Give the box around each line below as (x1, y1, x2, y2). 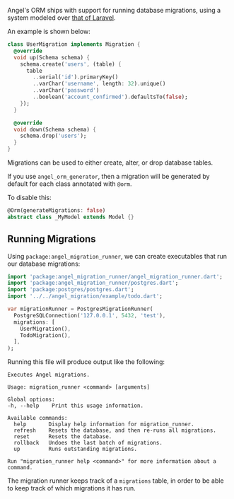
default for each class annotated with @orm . (7, 180, 132, 188)
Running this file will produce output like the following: (7, 358, 165, 366)
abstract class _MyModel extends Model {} (7, 213, 134, 221)
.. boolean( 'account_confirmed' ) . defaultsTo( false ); (33, 93, 189, 100)
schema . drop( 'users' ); (20, 132, 87, 140)
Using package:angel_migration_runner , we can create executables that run (7, 252, 228, 260)
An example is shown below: (7, 28, 90, 35)
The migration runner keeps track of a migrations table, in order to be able (7, 476, 224, 485)
